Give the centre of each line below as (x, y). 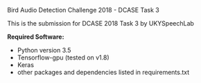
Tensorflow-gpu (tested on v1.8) (63, 57)
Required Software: (36, 37)
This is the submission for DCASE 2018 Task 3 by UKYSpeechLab (101, 23)
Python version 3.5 (44, 50)
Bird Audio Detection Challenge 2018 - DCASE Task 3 (83, 10)
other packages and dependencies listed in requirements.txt (103, 72)
